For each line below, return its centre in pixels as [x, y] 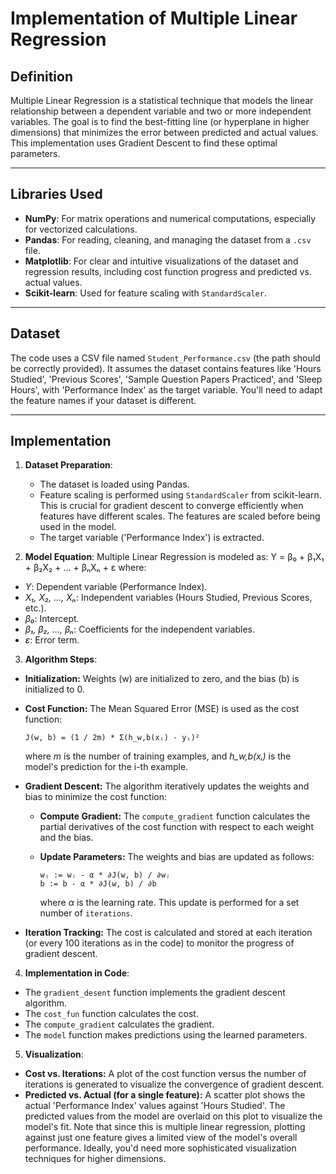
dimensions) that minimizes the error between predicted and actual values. [164, 132]
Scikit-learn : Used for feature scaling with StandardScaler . [145, 293]
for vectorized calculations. [81, 229]
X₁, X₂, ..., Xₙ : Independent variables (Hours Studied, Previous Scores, [168, 598]
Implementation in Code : [77, 973]
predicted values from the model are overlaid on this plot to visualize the [173, 1116]
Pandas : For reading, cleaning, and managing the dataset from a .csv [168, 239]
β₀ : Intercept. [52, 619]
